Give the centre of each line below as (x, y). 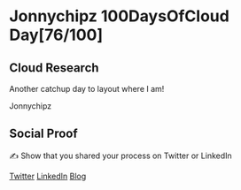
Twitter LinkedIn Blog (48, 176)
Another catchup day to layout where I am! (87, 89)
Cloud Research (54, 68)
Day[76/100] (56, 35)
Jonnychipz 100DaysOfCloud (120, 16)
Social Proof (43, 134)
